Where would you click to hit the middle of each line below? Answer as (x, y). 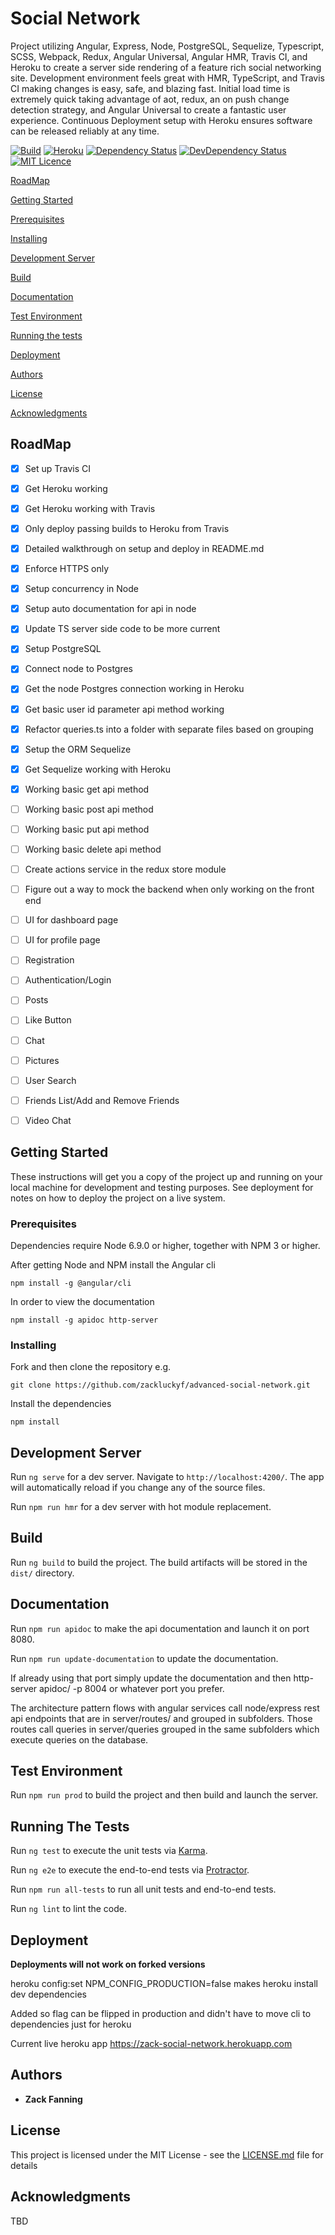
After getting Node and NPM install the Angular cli (113, 1264)
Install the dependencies (61, 1404)
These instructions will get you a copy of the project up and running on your (166, 1176)
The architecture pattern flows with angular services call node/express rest (165, 1708)
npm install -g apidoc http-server (84, 1320)
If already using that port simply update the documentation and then (151, 1678)
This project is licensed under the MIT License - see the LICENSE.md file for (167, 2154)
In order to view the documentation (82, 1301)
